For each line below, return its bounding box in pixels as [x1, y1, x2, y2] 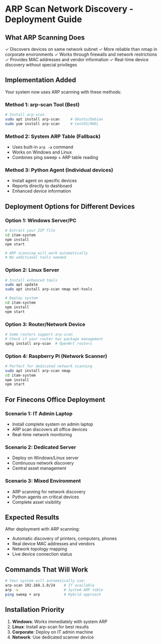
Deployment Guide [5, 14, 82, 25]
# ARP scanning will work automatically [5, 250, 89, 255]
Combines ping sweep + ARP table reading [12, 155, 98, 160]
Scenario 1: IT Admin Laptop [5, 410, 73, 417]
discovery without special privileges [5, 62, 77, 67]
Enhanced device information [12, 188, 72, 194]
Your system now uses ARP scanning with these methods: [5, 89, 122, 95]
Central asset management [12, 466, 67, 471]
